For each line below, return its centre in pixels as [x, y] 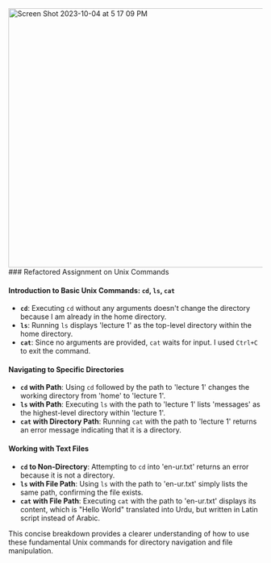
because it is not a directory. [67, 475]
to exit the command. [55, 351]
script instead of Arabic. [60, 518]
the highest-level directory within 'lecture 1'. [93, 413]
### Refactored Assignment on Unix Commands [89, 272]
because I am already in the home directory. [93, 317]
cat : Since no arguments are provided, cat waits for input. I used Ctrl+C [139, 342]
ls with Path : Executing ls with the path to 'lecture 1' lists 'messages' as [140, 404]
